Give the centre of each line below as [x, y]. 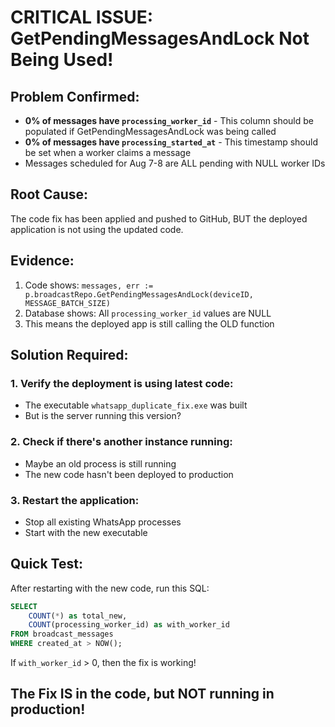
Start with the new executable [86, 532]
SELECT [24, 606]
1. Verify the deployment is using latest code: [122, 383]
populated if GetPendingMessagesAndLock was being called [150, 131]
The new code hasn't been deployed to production [129, 474]
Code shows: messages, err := [89, 285]
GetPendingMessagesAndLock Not [160, 38]
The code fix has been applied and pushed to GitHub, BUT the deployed [159, 218]
